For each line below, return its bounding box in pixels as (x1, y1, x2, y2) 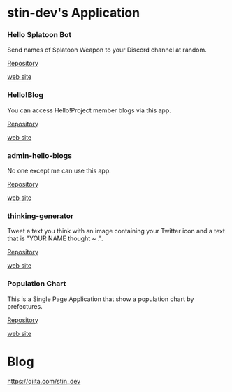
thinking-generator (7, 211, 74, 221)
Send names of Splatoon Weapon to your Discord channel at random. (7, 45, 208, 54)
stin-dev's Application (7, 5, 140, 21)
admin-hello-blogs (7, 150, 72, 160)
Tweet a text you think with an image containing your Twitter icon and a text (7, 227, 226, 235)
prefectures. (7, 302, 43, 310)
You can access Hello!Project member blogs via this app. (7, 106, 171, 115)
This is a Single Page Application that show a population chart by (7, 295, 194, 303)
